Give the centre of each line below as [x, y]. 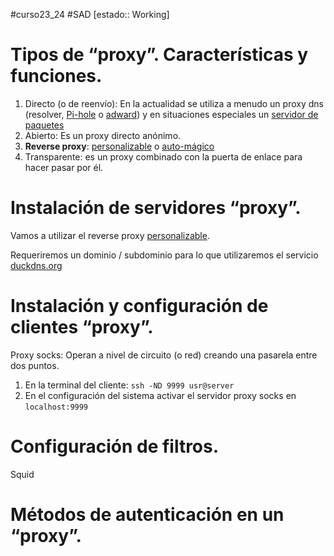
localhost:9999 [56, 407]
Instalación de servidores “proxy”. [156, 208]
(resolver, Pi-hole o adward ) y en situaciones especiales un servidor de [171, 114]
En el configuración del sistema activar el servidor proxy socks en [160, 395]
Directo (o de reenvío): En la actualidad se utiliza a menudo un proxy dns [174, 103]
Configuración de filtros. [115, 446]
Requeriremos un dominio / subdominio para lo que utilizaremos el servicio [164, 255]
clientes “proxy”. [82, 327]
